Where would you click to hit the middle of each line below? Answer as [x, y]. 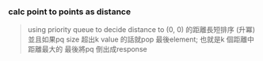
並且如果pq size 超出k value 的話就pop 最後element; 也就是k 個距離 [137, 39]
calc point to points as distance [70, 12]
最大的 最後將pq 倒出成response [95, 49]
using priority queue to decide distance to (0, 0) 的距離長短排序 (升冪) [141, 30]
